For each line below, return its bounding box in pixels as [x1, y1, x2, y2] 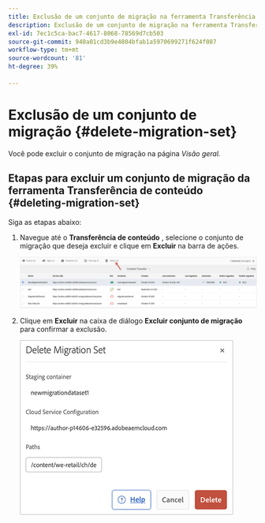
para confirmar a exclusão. [19, 324, 107, 334]
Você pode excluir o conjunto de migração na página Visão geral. [8, 148, 221, 158]
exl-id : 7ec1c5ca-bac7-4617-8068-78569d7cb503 [8, 29, 164, 37]
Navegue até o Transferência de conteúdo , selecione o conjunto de [19, 233, 244, 242]
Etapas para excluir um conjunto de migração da [8, 172, 251, 185]
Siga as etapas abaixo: [8, 217, 82, 226]
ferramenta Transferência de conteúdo [8, 184, 203, 197]
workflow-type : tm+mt [8, 46, 80, 54]
